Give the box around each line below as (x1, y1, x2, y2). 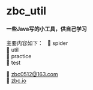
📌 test (6, 59, 21, 67)
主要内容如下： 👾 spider (6, 40, 68, 47)
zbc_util (6, 4, 47, 18)
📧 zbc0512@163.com (6, 71, 58, 78)
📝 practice (6, 53, 32, 60)
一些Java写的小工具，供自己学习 (6, 25, 87, 32)
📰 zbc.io (6, 77, 27, 85)
